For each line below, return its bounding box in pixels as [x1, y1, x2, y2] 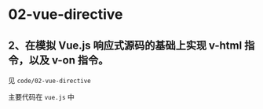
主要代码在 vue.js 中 [8, 93, 75, 101]
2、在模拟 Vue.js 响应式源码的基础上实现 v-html [8, 38, 243, 52]
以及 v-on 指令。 [28, 53, 109, 67]
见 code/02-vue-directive [8, 76, 92, 85]
